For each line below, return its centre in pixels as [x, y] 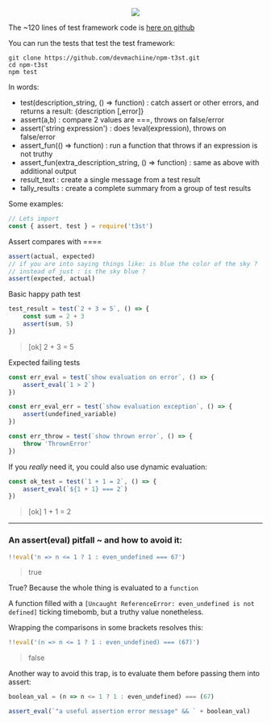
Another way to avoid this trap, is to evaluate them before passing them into [134, 674]
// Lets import [34, 218]
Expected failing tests [44, 362]
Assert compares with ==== [55, 241]
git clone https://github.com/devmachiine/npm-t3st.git [104, 58]
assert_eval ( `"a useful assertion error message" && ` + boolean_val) [129, 712]
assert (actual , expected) [52, 256]
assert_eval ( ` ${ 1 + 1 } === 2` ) [75, 489]
